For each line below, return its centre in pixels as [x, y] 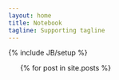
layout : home [30, 15]
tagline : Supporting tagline [57, 30]
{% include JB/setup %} [48, 53]
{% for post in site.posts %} [65, 68]
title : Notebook [35, 23]
